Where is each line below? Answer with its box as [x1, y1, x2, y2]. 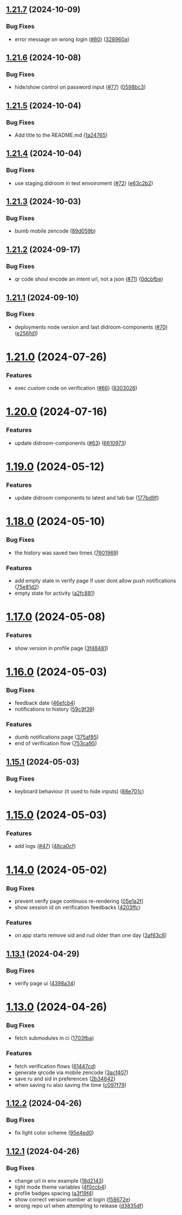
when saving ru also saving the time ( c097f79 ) [14, 1081, 127, 1088]
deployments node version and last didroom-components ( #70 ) [14, 323, 168, 331]
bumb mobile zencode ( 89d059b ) [14, 227, 96, 234]
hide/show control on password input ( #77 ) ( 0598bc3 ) [14, 83, 146, 90]
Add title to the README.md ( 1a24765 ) [14, 132, 108, 139]
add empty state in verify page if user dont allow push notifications [14, 577, 177, 584]
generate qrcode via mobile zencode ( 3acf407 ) [14, 1069, 129, 1076]
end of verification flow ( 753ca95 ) [14, 740, 98, 747]
